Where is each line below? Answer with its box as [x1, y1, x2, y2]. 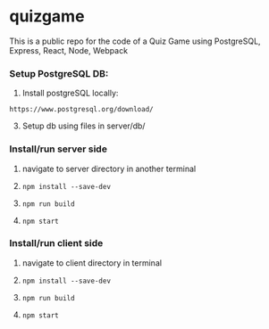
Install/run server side [9, 143, 107, 155]
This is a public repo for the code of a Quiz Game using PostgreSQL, [9, 36, 261, 46]
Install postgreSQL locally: [21, 87, 119, 99]
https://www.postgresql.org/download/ [9, 105, 154, 114]
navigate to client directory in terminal [21, 257, 163, 268]
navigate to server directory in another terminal [21, 163, 197, 174]
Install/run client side [9, 237, 104, 250]
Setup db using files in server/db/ [21, 120, 146, 131]
